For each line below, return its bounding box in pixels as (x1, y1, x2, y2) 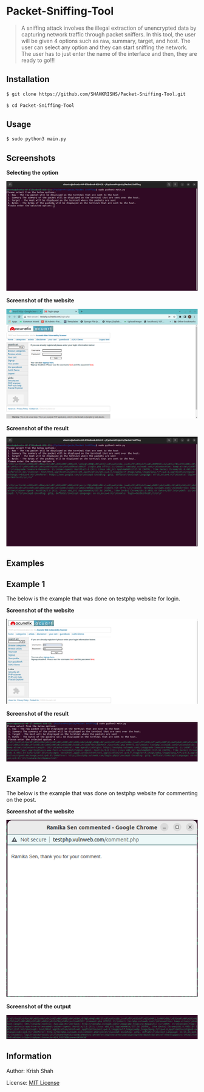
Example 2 (6, 773, 47, 784)
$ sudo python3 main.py (6, 136, 67, 142)
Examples (6, 558, 44, 569)
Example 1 (6, 578, 46, 589)
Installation (6, 74, 50, 84)
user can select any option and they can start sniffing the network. (21, 44, 188, 51)
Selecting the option (6, 169, 59, 177)
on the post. (6, 796, 36, 804)
